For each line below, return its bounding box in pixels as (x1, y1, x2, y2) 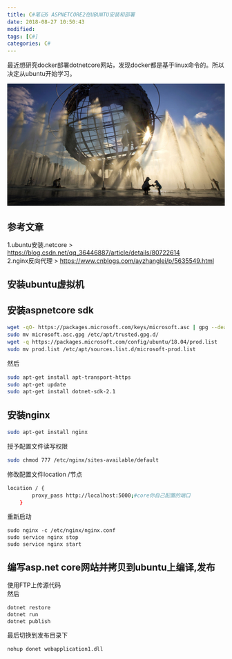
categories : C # (7, 40, 51, 48)
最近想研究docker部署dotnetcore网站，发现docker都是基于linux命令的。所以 (7, 61, 224, 69)
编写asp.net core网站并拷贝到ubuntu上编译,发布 (7, 561, 215, 573)
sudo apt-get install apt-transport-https (7, 373, 131, 381)
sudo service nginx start (7, 541, 81, 548)
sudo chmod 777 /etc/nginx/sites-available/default (7, 456, 159, 464)
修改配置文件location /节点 (7, 470, 83, 478)
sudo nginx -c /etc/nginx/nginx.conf (7, 527, 116, 534)
